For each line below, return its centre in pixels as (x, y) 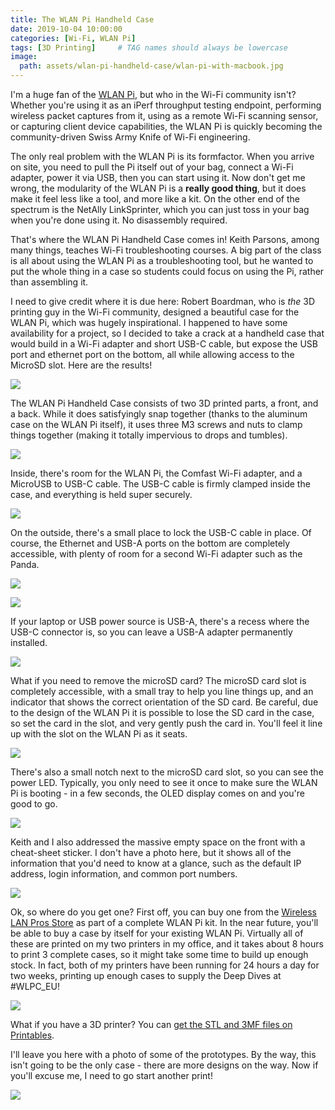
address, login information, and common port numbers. (124, 874)
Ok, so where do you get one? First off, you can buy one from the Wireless (163, 912)
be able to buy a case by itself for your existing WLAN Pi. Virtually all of (157, 933)
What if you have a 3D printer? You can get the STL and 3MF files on (151, 1024)
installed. (29, 642)
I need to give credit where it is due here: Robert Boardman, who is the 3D (163, 301)
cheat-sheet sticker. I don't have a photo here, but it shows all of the (151, 852)
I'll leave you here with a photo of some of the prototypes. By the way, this (163, 1054)
